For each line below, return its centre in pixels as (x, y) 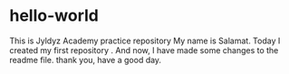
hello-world (54, 16)
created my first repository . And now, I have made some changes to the (144, 50)
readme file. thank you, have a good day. (85, 60)
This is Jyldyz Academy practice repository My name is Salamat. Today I (145, 41)
